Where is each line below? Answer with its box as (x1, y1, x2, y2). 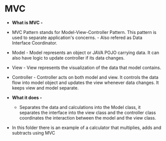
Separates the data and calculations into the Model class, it (19, 104, 141, 110)
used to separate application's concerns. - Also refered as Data (11, 34, 143, 40)
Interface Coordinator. (11, 39, 58, 45)
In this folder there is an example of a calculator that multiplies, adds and (11, 124, 162, 130)
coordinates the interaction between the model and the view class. (19, 114, 157, 120)
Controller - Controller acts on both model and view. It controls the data (11, 74, 159, 80)
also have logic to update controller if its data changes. (11, 54, 125, 60)
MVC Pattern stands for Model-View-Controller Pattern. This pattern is (11, 29, 157, 35)
